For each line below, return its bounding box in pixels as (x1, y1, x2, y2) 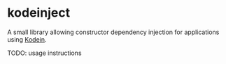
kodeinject (7, 5, 71, 21)
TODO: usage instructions (7, 49, 82, 57)
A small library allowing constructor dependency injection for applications (7, 28, 220, 36)
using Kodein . (7, 35, 47, 43)
